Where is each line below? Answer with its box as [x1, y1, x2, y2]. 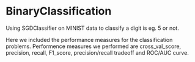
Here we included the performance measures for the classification [6, 36, 173, 43]
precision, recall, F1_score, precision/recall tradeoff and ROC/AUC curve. [6, 49, 189, 56]
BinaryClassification [6, 4, 112, 18]
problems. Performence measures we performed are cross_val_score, [6, 43, 182, 50]
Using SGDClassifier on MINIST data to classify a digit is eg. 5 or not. [6, 24, 180, 32]
